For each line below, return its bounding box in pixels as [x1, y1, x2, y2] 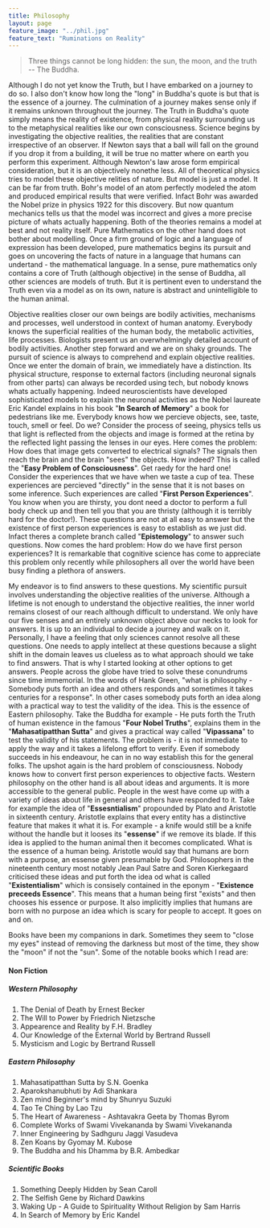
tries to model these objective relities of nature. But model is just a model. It [8, 175, 259, 184]
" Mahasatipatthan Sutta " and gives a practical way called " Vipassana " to [8, 727, 255, 737]
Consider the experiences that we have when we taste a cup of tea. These [8, 472, 255, 482]
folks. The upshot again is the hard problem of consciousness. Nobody [8, 761, 243, 770]
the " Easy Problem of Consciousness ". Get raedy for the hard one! [8, 463, 231, 473]
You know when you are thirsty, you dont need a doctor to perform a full [8, 498, 247, 507]
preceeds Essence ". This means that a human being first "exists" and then [8, 889, 256, 899]
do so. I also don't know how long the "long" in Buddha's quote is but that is [8, 89, 260, 99]
